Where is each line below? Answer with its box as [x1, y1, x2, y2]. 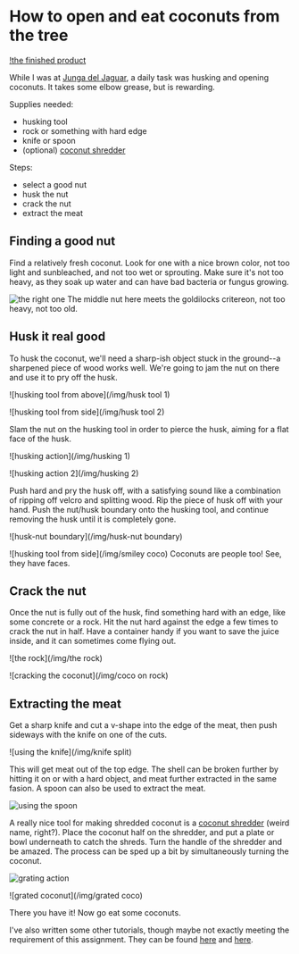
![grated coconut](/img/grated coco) [9, 891, 143, 901]
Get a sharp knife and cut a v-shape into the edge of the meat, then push [9, 720, 278, 731]
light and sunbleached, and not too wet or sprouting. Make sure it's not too [9, 266, 284, 278]
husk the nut [21, 188, 69, 199]
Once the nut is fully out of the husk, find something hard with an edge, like [9, 607, 286, 618]
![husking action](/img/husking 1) [9, 450, 131, 461]
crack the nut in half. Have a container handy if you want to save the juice [9, 626, 279, 637]
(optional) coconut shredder [21, 145, 126, 155]
